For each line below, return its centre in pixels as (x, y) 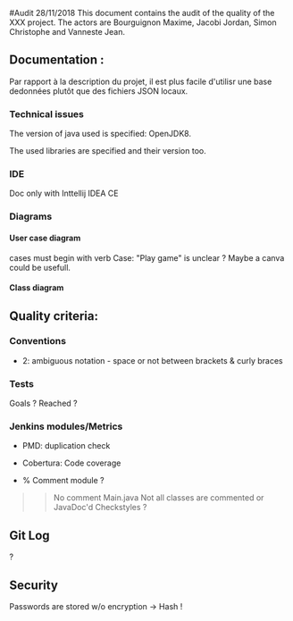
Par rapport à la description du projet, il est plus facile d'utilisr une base (141, 81)
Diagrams (31, 216)
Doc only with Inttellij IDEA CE (64, 193)
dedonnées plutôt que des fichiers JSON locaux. (99, 91)
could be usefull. (40, 267)
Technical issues (47, 113)
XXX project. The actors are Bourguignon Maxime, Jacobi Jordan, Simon (143, 22)
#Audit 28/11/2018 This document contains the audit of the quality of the (142, 13)
